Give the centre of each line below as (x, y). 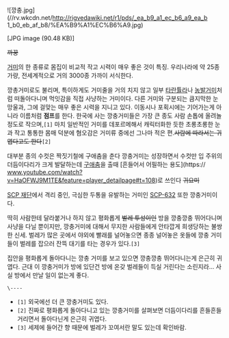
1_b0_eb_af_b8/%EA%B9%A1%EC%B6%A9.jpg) (75, 25)
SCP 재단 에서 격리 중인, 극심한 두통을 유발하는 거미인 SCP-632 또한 (98, 195)
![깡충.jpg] (21, 10)
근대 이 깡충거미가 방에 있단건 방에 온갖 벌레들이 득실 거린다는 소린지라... (118, 266)
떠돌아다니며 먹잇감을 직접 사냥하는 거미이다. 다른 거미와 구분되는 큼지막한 (113, 99)
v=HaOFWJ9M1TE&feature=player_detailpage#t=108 (81, 180)
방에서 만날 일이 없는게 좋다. (52, 275)
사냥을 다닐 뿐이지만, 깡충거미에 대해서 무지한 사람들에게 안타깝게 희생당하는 (108, 226)
